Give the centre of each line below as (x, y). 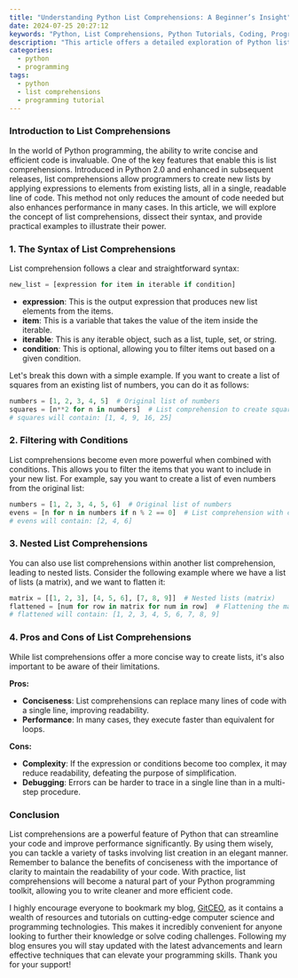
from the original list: (47, 488)
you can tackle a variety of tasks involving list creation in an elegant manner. (149, 853)
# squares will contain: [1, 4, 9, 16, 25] (91, 417)
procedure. (61, 791)
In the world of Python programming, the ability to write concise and (134, 150)
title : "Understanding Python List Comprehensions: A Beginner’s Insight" (150, 17)
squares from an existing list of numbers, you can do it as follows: (129, 385)
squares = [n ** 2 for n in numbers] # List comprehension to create (138, 409)
